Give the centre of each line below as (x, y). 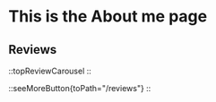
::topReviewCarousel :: (50, 71)
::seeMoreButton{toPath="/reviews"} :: (80, 88)
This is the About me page (108, 17)
